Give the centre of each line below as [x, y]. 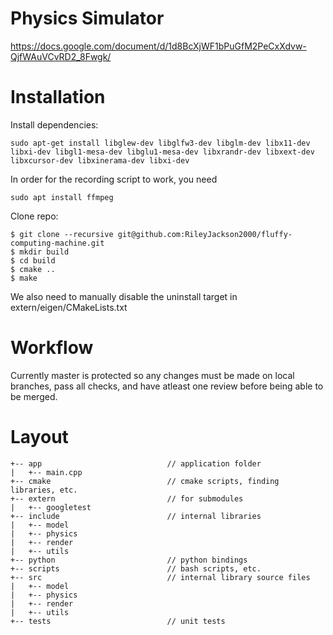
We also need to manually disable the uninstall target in [124, 296]
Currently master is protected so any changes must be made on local [152, 375]
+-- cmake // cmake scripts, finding [145, 481]
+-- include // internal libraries [136, 516]
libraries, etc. [44, 490]
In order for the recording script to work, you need [114, 179]
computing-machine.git [57, 243]
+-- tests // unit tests [118, 621]
